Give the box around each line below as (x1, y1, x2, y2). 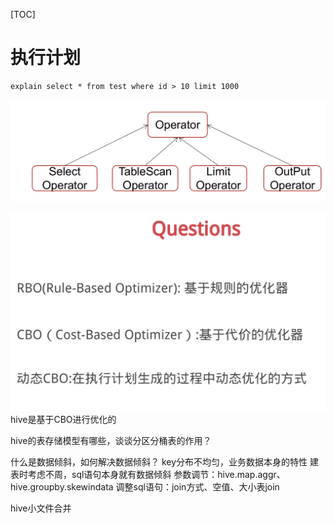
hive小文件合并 (10, 502, 72, 514)
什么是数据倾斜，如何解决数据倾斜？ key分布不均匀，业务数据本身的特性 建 (10, 455, 319, 468)
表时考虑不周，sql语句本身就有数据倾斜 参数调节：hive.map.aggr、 (10, 468, 286, 480)
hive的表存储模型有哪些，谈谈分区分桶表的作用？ (10, 434, 212, 446)
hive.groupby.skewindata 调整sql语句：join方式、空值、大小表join (10, 480, 280, 493)
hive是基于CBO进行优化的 (10, 413, 117, 425)
